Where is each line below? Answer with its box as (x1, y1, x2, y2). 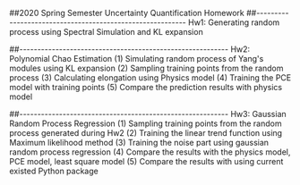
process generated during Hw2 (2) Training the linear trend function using (9, 128, 283, 138)
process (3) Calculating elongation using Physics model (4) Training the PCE (9, 72, 292, 83)
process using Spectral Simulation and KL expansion (9, 27, 203, 37)
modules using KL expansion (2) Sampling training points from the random (9, 63, 284, 73)
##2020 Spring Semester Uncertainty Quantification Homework (9, 8, 244, 18)
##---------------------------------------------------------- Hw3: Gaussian (9, 109, 287, 119)
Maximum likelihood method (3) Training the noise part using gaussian (9, 138, 270, 147)
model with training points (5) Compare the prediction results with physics (9, 82, 283, 92)
